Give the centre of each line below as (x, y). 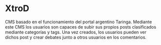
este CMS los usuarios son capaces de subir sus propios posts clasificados (81, 27)
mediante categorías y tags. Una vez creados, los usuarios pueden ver (76, 32)
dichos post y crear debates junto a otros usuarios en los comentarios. (76, 37)
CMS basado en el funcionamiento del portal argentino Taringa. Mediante (79, 22)
